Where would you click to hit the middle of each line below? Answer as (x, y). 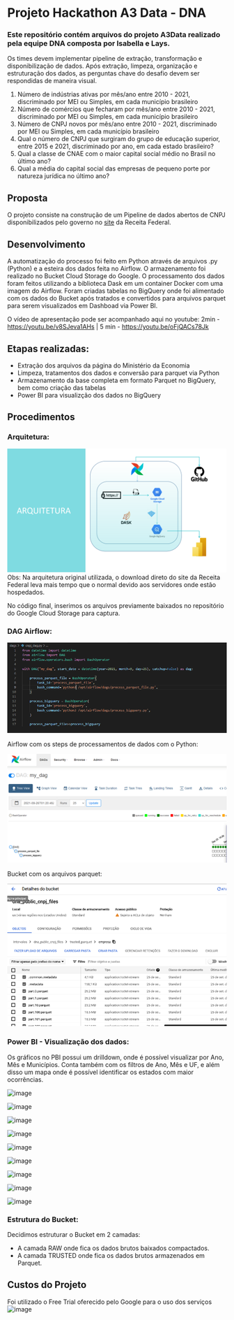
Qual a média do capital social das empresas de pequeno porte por (114, 168)
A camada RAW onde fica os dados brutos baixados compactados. (113, 1248)
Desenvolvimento (46, 244)
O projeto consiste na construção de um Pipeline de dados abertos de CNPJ (116, 215)
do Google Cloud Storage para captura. (64, 614)
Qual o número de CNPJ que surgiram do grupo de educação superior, (119, 139)
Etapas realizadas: (48, 348)
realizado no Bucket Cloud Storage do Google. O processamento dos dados (116, 276)
